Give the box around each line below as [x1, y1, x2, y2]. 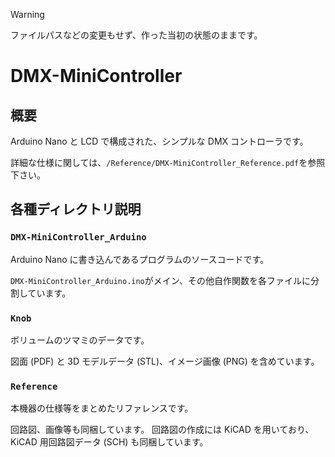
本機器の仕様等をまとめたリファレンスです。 [10, 402, 194, 414]
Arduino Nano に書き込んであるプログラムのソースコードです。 [10, 253, 270, 265]
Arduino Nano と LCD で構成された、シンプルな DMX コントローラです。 [10, 135, 309, 147]
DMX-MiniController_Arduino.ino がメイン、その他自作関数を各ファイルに [10, 274, 311, 286]
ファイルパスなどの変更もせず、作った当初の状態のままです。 [10, 29, 263, 41]
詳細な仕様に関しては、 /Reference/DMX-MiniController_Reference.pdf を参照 [10, 157, 326, 168]
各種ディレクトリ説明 [10, 201, 142, 218]
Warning [10, 9, 45, 20]
